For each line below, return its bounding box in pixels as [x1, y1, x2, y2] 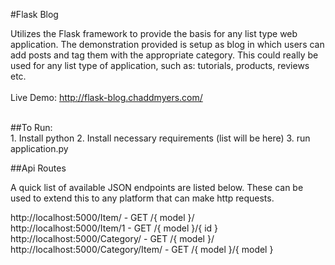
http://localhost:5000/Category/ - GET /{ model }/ [10, 233, 215, 244]
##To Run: [10, 122, 53, 133]
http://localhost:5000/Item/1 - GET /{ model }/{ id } [10, 222, 219, 234]
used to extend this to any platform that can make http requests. [10, 192, 275, 204]
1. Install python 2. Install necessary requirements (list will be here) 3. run [10, 132, 311, 144]
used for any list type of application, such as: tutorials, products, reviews [10, 60, 310, 71]
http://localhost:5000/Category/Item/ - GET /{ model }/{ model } [10, 244, 274, 255]
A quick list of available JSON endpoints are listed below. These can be [10, 182, 304, 193]
